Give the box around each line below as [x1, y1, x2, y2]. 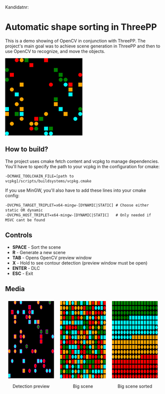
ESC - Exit [12, 270, 34, 276]
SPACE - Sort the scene [12, 244, 61, 250]
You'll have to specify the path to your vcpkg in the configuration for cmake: [5, 163, 160, 170]
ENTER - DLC [12, 265, 41, 271]
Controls [5, 231, 33, 239]
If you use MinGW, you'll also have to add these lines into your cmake [5, 187, 147, 193]
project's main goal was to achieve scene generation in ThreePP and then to [5, 43, 161, 49]
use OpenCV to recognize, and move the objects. [5, 48, 105, 54]
